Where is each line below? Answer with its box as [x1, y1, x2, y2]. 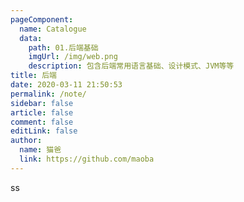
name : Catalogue [19, 24, 87, 34]
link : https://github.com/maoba [19, 154, 155, 164]
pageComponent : [10, 14, 74, 25]
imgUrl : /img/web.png [28, 52, 118, 62]
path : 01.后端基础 [28, 42, 99, 53]
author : [10, 136, 43, 146]
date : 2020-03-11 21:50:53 [10, 80, 123, 90]
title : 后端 [10, 71, 57, 81]
